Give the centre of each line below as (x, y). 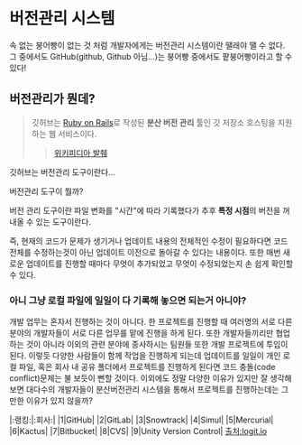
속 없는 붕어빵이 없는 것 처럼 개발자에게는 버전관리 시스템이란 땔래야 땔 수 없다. (147, 45)
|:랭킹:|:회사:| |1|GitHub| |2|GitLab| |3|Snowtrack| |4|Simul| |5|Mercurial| (142, 420)
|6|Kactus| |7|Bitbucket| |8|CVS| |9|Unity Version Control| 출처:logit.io (138, 431)
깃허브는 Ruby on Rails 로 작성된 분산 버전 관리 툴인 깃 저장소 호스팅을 (154, 122)
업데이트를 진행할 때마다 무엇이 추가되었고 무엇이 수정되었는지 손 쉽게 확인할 (160, 264)
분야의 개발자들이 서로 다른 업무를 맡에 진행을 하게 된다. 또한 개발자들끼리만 (142, 333)
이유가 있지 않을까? (59, 401)
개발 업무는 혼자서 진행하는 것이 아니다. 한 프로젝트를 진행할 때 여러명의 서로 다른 (151, 322)
